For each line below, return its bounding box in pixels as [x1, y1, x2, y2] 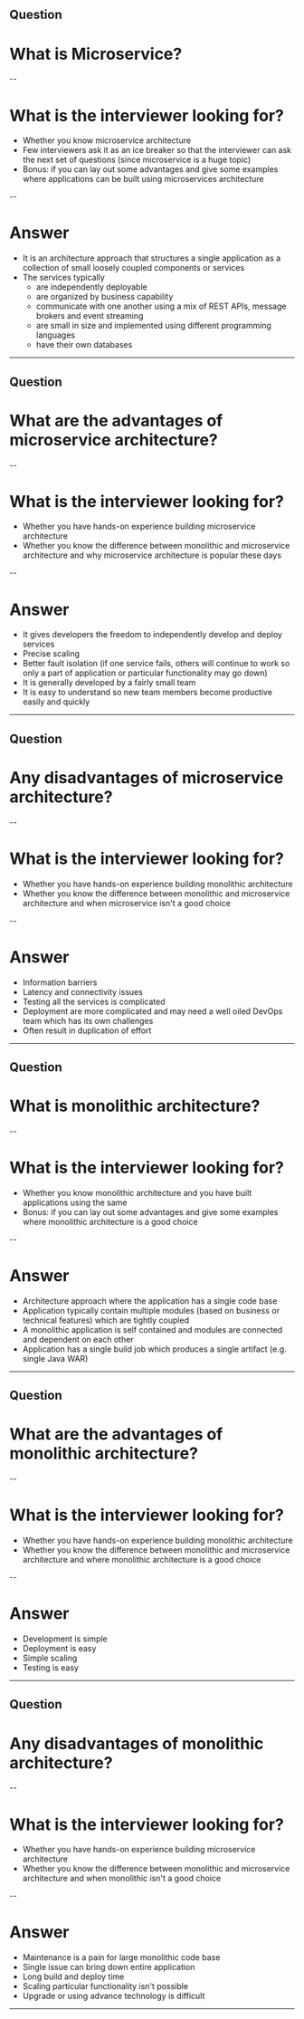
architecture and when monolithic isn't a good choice [22, 1873, 222, 1884]
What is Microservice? [9, 43, 183, 64]
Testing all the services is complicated [22, 996, 166, 1007]
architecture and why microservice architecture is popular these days [22, 550, 282, 560]
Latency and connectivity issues [22, 986, 143, 997]
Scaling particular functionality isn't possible [22, 1981, 188, 1992]
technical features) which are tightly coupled [22, 1315, 190, 1325]
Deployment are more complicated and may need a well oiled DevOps [22, 1005, 283, 1017]
